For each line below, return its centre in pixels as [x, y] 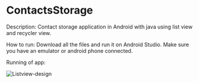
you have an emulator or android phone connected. [70, 50]
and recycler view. [29, 33]
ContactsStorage [50, 10]
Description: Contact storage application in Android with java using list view [99, 27]
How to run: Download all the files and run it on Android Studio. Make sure [98, 44]
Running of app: [26, 62]
